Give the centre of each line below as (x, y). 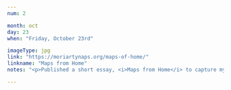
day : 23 (18, 32)
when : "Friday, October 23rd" (51, 38)
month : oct (23, 26)
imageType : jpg (29, 51)
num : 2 (16, 13)
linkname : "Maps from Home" (47, 63)
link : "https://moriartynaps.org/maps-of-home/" (78, 57)
